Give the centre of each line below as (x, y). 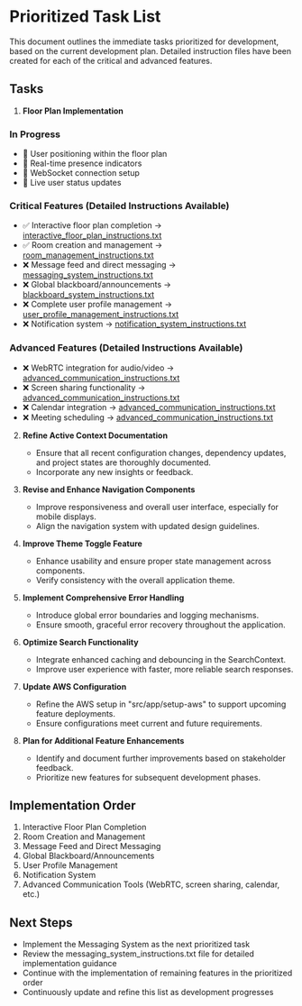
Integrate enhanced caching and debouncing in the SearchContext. (161, 659)
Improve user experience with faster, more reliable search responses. (165, 669)
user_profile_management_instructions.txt (101, 315)
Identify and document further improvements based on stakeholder (160, 758)
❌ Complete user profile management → (97, 305)
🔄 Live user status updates (72, 183)
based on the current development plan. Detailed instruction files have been (151, 50)
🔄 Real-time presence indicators (82, 163)
